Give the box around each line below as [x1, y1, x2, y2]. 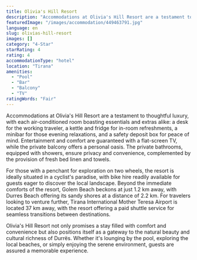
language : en [6, 25, 38, 31]
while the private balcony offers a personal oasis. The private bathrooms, [6, 143, 183, 150]
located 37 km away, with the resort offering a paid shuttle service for [6, 204, 175, 211]
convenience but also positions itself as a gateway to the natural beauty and [6, 228, 190, 235]
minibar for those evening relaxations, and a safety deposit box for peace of [6, 130, 189, 138]
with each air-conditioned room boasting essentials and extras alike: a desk [6, 118, 189, 125]
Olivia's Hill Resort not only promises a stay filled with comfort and [6, 222, 167, 229]
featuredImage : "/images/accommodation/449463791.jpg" [6, 19, 143, 25]
